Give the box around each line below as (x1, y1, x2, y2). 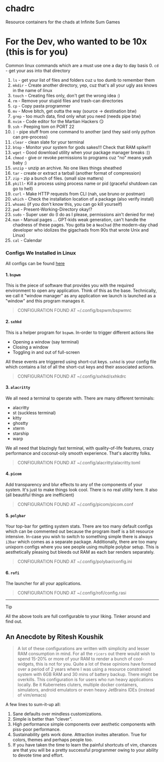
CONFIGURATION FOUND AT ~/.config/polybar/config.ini (17, 559, 132, 564)
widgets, (17, 661, 35, 667)
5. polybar (5, 512, 26, 518)
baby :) (12, 160, 27, 165)
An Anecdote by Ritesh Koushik (5, 633, 104, 641)
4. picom (5, 471, 22, 477)
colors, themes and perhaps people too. (12, 737, 93, 743)
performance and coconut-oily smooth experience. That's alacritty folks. (5, 450, 151, 456)
